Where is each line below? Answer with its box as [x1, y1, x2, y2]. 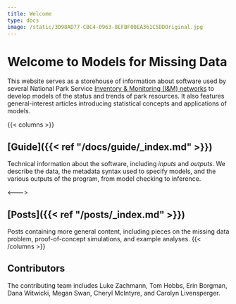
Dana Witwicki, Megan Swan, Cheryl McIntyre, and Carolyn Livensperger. [7, 289, 221, 297]
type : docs [7, 17, 39, 24]
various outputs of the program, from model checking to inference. [7, 175, 201, 183]
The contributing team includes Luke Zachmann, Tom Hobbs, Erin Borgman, [7, 281, 228, 289]
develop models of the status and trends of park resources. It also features [7, 92, 225, 101]
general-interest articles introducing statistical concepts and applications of [7, 99, 228, 108]
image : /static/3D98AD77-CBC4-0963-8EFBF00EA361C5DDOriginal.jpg [7, 23, 203, 30]
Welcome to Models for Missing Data [7, 53, 228, 70]
